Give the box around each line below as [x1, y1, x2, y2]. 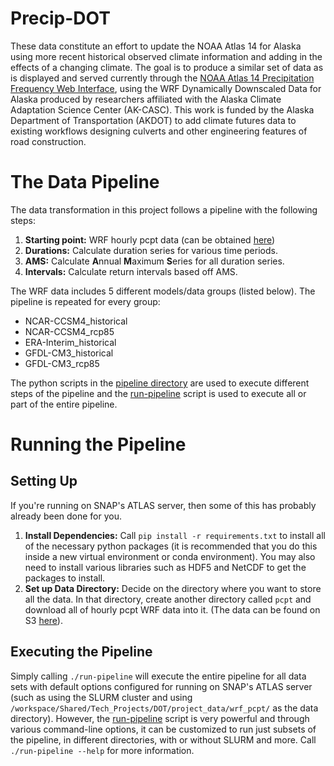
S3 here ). [24, 614, 63, 626]
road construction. [10, 135, 87, 147]
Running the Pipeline [10, 433, 187, 456]
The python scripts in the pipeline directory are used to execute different [10, 377, 310, 389]
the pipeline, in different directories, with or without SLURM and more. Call [10, 733, 317, 746]
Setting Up [10, 473, 78, 490]
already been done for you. [10, 510, 123, 522]
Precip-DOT [10, 7, 111, 30]
